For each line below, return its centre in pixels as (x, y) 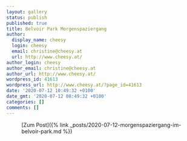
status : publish (27, 18)
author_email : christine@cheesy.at (51, 68)
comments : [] (23, 107)
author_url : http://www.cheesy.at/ (51, 74)
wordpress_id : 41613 (32, 79)
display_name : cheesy (39, 40)
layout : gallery (27, 12)
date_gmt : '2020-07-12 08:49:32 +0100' (57, 96)
